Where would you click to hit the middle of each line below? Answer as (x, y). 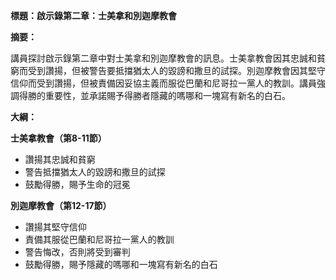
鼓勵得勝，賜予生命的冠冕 (77, 184)
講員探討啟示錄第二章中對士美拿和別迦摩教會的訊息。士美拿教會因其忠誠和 (163, 58)
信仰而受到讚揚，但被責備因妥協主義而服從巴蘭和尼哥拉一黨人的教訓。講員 (163, 83)
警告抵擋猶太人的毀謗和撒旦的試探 (95, 172)
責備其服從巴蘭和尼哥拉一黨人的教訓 (99, 239)
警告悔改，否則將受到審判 (77, 252)
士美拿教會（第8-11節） (58, 138)
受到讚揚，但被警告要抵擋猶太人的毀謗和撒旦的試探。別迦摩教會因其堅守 (176, 70)
